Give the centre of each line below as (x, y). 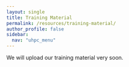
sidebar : (17, 35)
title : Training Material (39, 18)
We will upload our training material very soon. (65, 58)
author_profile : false (35, 29)
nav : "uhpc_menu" (34, 40)
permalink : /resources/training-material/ (61, 23)
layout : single (26, 12)
